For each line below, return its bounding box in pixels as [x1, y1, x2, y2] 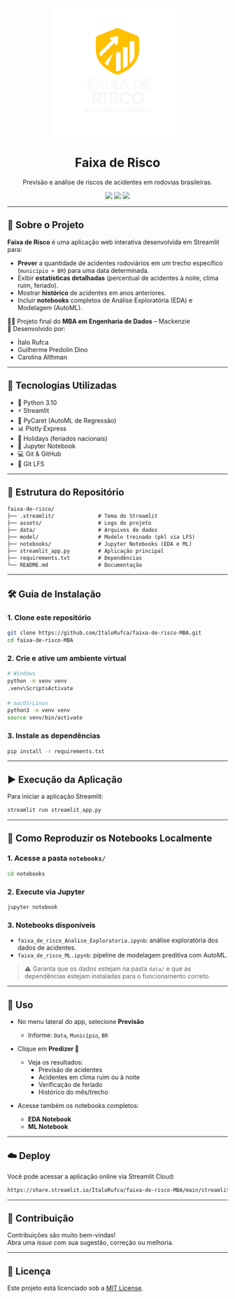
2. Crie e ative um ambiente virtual [7, 653, 127, 663]
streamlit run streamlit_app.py [7, 807, 101, 814]
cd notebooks [7, 870, 45, 877]
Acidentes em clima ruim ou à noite [38, 1073, 140, 1081]
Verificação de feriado [38, 1080, 103, 1088]
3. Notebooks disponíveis [7, 920, 96, 929]
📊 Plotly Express [17, 424, 66, 433]
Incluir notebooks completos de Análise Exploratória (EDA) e [17, 296, 193, 304]
